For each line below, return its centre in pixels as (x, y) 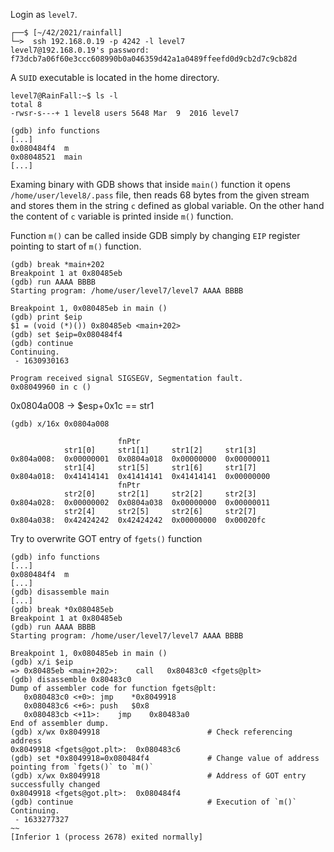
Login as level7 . (44, 14)
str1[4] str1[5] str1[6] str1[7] (160, 468)
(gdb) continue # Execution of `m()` (154, 802)
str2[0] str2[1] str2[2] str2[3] (160, 494)
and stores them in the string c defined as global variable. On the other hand (167, 205)
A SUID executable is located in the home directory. (115, 77)
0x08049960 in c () (51, 387)
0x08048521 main (46, 157)
